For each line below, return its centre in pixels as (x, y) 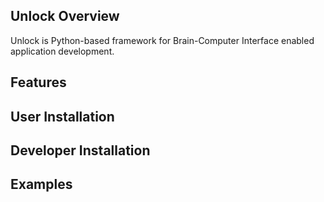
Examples (41, 184)
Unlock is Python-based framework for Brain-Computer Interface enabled (162, 40)
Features (38, 82)
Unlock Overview (65, 16)
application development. (62, 51)
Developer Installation (80, 150)
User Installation (62, 116)
